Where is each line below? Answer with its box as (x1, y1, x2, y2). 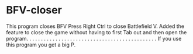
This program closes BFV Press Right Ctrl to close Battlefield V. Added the (6, 23, 185, 30)
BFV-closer (6, 3, 63, 17)
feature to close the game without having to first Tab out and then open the (6, 28, 187, 35)
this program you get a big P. (6, 41, 76, 48)
